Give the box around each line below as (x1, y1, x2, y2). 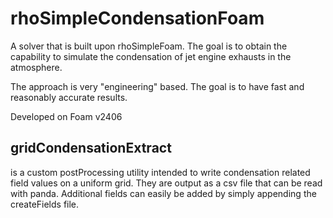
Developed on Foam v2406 (10, 110, 123, 122)
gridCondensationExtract (10, 140, 172, 157)
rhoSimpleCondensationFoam (10, 7, 265, 30)
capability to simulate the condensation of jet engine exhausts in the (10, 50, 292, 62)
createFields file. (10, 198, 80, 210)
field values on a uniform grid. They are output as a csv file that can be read (10, 177, 323, 189)
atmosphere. (10, 61, 63, 73)
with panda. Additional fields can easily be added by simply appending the (10, 187, 317, 199)
